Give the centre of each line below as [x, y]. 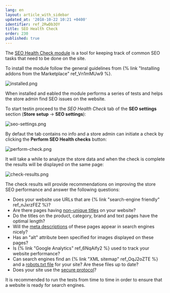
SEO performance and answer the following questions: [63, 190]
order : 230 [17, 34]
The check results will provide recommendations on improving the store [81, 184]
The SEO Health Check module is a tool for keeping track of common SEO [83, 53]
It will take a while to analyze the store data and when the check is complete [85, 159]
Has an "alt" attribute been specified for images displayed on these [83, 237]
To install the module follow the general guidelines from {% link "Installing [82, 68]
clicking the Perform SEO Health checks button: [56, 139]
